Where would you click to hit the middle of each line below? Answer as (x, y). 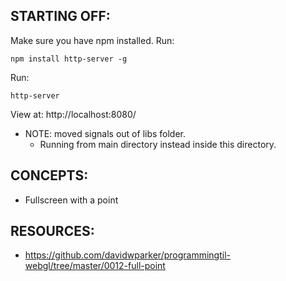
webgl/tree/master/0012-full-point (95, 266)
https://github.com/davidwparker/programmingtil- (127, 255)
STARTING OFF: (60, 16)
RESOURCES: (52, 231)
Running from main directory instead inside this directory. (158, 144)
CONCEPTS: (49, 175)
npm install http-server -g (69, 59)
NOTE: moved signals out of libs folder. (105, 133)
